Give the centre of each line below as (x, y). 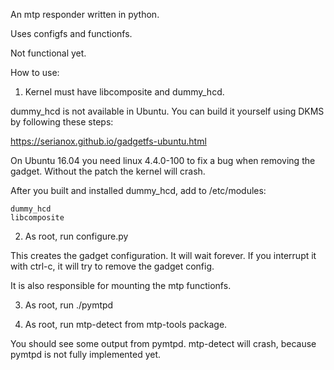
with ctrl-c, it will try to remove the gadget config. (112, 266)
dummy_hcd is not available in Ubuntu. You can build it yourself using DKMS (167, 111)
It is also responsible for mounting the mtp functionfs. (121, 285)
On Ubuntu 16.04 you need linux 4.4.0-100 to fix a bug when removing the (163, 160)
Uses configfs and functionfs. (71, 33)
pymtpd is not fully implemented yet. (86, 354)
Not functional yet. (48, 53)
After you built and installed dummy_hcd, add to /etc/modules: (138, 190)
